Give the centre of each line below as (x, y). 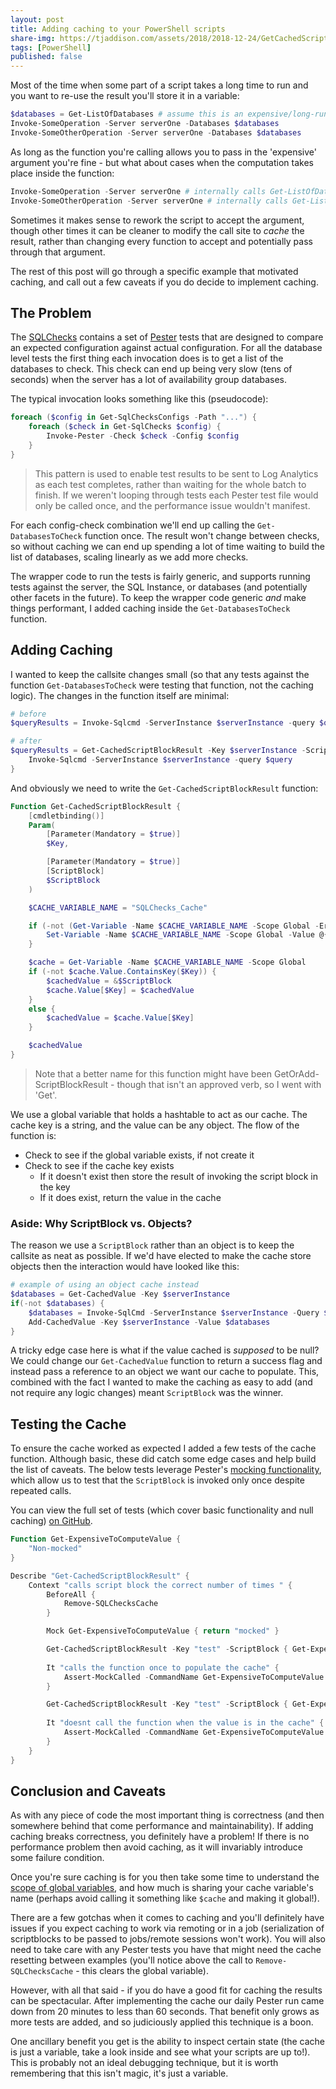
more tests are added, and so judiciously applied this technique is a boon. (162, 2022)
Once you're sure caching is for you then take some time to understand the (165, 1877)
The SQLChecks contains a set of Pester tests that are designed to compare (167, 337)
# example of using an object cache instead (104, 1285)
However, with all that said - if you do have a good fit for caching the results (166, 1990)
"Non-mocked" (55, 1549)
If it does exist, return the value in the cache (130, 1197)
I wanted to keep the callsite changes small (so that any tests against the (160, 674)
